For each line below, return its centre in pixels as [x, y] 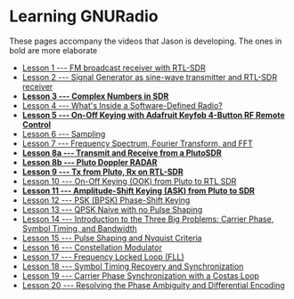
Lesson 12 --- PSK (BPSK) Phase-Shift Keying [106, 200]
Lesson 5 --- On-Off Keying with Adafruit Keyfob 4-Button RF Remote [153, 115]
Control [37, 124]
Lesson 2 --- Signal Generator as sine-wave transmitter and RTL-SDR [150, 77]
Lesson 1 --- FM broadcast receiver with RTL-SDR [114, 68]
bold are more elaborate [53, 50]
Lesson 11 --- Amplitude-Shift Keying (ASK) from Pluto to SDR [139, 190]
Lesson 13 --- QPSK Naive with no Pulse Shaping [112, 209]
